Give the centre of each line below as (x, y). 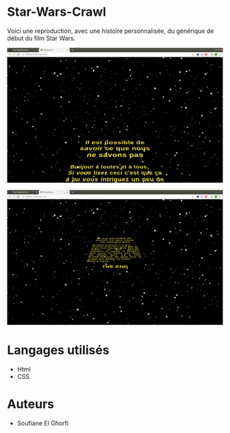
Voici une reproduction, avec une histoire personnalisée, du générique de (111, 31)
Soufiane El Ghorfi (43, 423)
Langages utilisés (58, 350)
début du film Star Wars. (41, 38)
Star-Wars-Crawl (57, 12)
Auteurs (31, 404)
